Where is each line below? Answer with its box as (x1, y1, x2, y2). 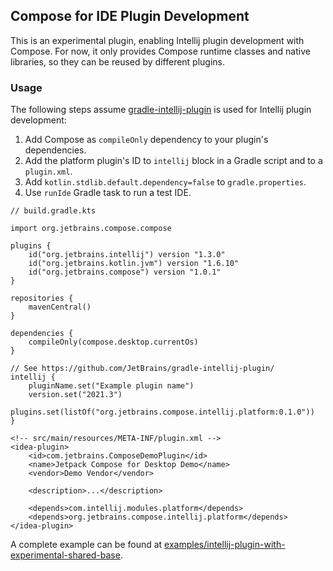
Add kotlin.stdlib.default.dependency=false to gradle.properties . (24, 176, 307, 188)
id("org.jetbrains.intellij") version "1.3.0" (28, 250, 226, 260)
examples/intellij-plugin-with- (164, 539, 286, 551)
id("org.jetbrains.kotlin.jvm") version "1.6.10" (28, 259, 240, 269)
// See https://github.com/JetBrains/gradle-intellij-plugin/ (10, 364, 275, 374)
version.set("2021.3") (28, 390, 123, 400)
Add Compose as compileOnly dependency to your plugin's (24, 134, 269, 146)
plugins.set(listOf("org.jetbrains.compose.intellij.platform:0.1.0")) (10, 407, 315, 418)
